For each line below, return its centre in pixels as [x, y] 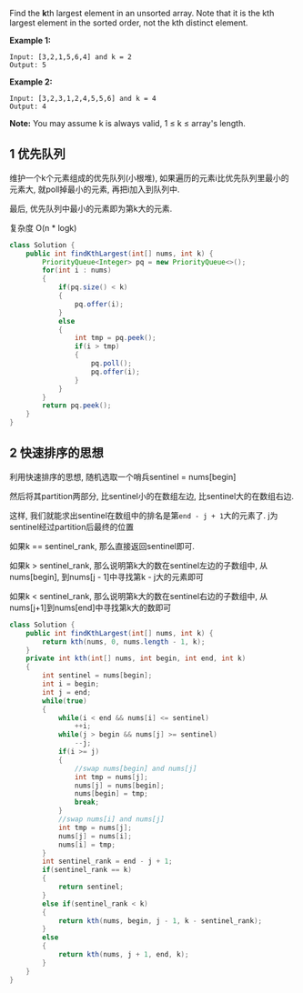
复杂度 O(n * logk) [43, 227]
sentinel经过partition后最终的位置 [72, 527]
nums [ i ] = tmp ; [87, 845]
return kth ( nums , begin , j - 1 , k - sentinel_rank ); [160, 921]
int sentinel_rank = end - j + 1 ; [107, 862]
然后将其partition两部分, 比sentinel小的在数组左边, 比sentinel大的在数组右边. [151, 496]
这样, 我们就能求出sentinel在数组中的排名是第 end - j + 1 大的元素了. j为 [144, 515]
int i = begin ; [71, 684]
